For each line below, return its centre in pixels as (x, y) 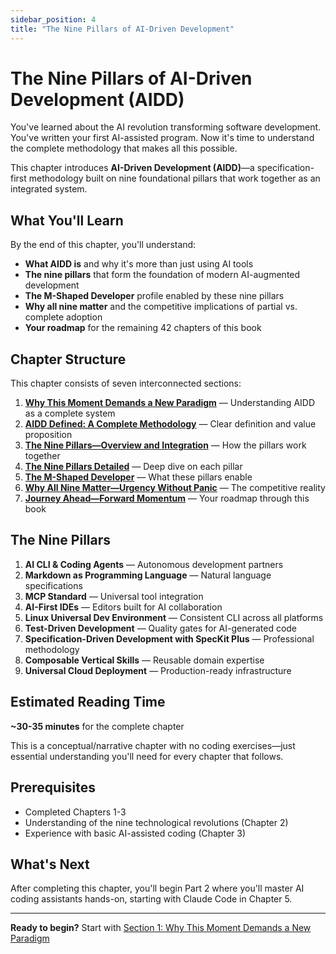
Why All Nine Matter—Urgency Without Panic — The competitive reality (175, 488)
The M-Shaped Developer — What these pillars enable (138, 477)
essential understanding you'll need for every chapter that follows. (147, 756)
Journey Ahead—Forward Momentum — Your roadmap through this (167, 498)
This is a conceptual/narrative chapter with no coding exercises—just (153, 745)
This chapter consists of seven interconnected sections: (126, 383)
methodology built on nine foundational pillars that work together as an (174, 178)
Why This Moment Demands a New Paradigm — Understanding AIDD (170, 403)
